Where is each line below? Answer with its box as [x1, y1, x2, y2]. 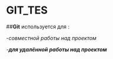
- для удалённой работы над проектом [6, 45, 108, 53]
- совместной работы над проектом [6, 34, 96, 41]
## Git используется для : [6, 23, 70, 30]
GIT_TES [6, 4, 48, 17]
